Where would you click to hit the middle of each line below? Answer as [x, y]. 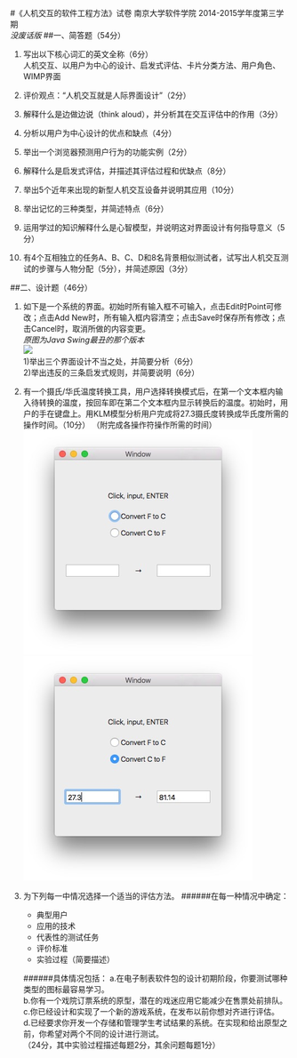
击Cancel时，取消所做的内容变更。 [86, 329]
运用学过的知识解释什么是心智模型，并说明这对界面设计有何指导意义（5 [154, 228]
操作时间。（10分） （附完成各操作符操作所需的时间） [120, 425]
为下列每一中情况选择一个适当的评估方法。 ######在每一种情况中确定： [156, 896]
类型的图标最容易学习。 [66, 989]
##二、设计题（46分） [51, 288]
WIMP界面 [42, 76]
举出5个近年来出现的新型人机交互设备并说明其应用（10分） [131, 190]
